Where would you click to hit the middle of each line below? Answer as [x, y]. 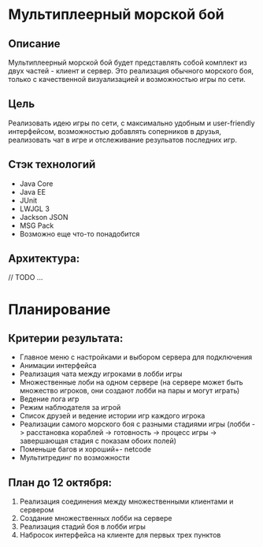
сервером [37, 510]
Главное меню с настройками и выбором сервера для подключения [136, 357]
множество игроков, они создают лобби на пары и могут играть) [130, 391]
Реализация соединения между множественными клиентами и [126, 501]
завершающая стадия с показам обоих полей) [98, 441]
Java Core [36, 184]
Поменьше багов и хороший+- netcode [85, 449]
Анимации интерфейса [58, 366]
